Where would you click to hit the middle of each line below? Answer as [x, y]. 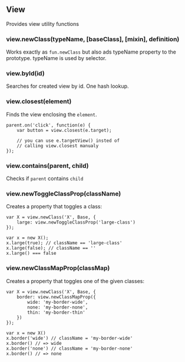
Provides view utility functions [43, 24]
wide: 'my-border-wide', [58, 302]
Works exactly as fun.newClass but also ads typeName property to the [91, 52]
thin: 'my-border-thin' [56, 312]
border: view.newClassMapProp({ [56, 297]
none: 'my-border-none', [58, 307]
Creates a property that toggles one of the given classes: [75, 281]
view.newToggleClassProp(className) [64, 194]
